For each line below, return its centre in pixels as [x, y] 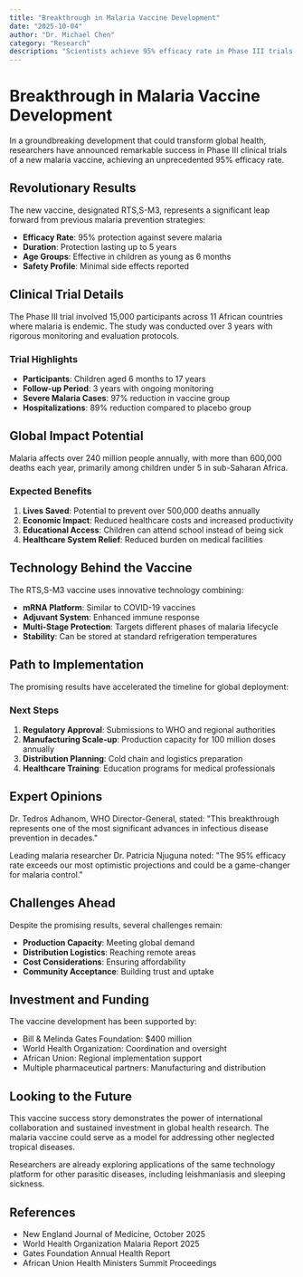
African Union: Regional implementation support [112, 1058]
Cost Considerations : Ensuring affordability [104, 962]
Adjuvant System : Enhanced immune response [111, 617]
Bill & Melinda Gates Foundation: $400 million [107, 1039]
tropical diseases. [42, 1147]
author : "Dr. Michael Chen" [62, 34]
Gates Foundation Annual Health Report [96, 1253]
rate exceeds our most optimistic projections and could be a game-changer [150, 865]
